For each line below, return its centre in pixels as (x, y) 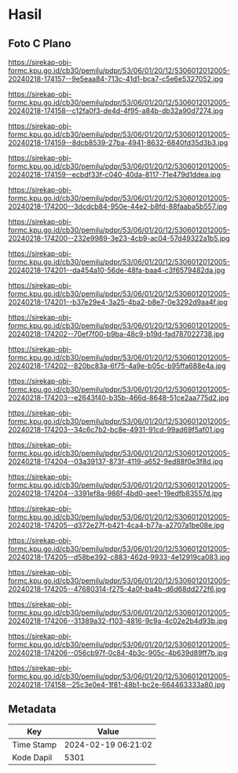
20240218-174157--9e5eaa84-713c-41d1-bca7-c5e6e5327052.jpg (116, 79)
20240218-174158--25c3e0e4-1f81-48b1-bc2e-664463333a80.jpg (117, 685)
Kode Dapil (32, 757)
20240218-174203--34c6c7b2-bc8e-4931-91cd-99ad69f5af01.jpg (116, 430)
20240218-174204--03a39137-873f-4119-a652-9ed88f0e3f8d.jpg (116, 461)
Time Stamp (35, 745)
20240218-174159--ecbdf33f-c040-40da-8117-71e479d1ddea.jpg (115, 175)
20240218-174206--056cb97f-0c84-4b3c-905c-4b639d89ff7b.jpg (118, 653)
